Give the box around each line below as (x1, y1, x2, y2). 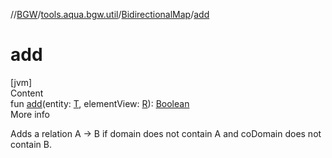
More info (10, 108, 51, 120)
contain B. (10, 138, 52, 150)
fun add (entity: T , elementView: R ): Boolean (10, 97, 190, 109)
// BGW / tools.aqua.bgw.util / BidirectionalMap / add (10, 9, 210, 20)
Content (10, 87, 44, 99)
